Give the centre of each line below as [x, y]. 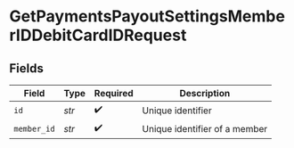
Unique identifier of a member [205, 128]
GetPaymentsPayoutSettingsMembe [147, 16]
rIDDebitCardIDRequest [98, 35]
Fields [27, 68]
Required [114, 93]
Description [205, 93]
